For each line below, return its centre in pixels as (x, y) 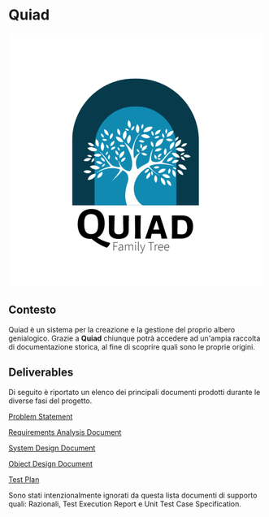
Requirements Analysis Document (65, 432)
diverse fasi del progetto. (50, 401)
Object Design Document (51, 463)
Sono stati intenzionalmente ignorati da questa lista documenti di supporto (133, 495)
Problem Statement (41, 416)
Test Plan (24, 479)
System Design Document (52, 448)
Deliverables (41, 373)
